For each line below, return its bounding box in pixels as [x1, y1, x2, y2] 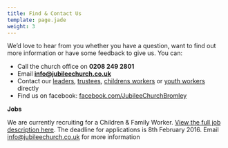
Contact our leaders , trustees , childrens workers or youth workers [17, 77, 205, 85]
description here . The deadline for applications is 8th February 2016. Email [7, 125, 219, 134]
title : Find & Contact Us [7, 10, 82, 17]
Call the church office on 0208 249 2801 [17, 63, 135, 71]
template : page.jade [7, 17, 67, 23]
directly [17, 84, 39, 93]
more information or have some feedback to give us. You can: [7, 49, 183, 57]
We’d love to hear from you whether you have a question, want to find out [7, 42, 216, 50]
